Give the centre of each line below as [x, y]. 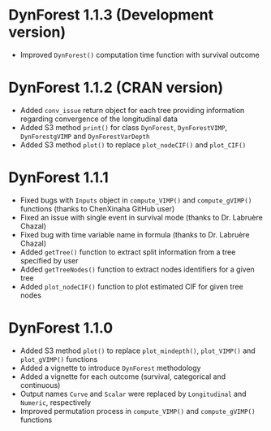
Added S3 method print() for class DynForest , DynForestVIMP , [123, 127]
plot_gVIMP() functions [59, 359]
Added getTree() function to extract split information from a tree [128, 252]
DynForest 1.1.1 [59, 178]
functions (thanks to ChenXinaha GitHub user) [97, 208]
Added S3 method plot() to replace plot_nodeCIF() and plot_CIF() [133, 145]
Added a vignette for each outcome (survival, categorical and [123, 377]
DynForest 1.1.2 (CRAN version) [116, 88]
